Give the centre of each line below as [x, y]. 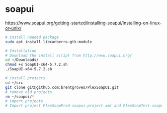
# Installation [21, 51]
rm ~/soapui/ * [20, 97]
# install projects [25, 78]
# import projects [24, 101]
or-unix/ [13, 28]
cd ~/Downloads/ [22, 60]
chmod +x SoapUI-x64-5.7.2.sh [37, 65]
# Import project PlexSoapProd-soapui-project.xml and [63, 106]
